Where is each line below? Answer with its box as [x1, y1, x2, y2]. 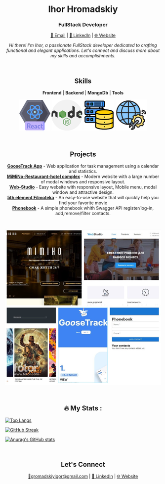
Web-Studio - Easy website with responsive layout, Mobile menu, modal [9, 184, 157, 190]
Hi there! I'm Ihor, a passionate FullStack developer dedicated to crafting [9, 43, 157, 48]
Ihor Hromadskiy [48, 3, 118, 15]
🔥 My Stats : [64, 404, 102, 413]
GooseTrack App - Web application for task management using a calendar [7, 163, 159, 169]
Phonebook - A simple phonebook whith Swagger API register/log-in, [12, 205, 154, 211]
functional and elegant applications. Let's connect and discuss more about [6, 47, 160, 53]
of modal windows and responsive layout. [41, 179, 125, 185]
